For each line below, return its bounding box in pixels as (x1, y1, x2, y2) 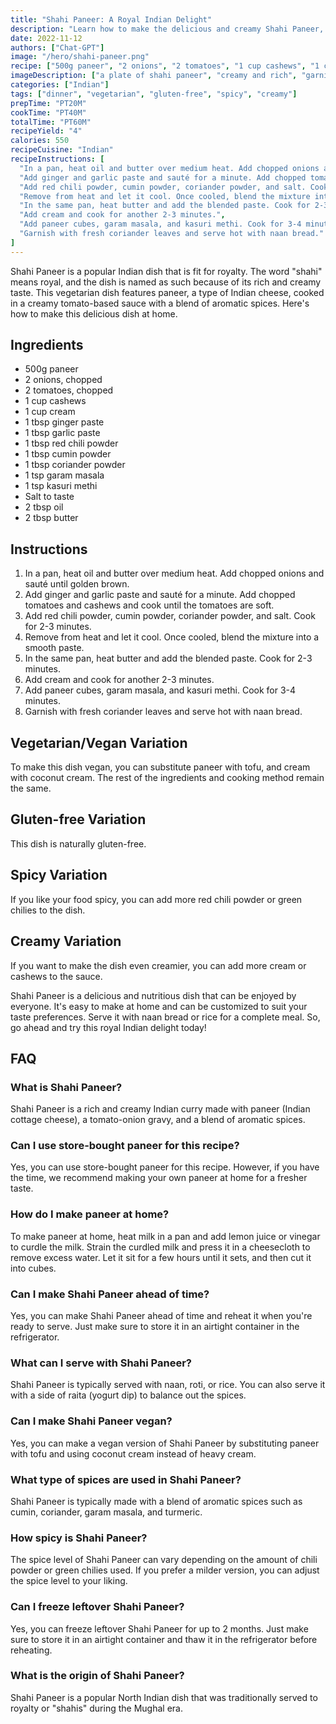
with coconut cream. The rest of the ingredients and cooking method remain (10, 772, 325, 784)
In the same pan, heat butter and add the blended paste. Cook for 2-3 (24, 652, 313, 665)
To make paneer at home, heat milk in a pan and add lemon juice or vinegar (10, 1230, 321, 1242)
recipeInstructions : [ (10, 154, 105, 164)
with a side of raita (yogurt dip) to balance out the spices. (10, 1389, 247, 1401)
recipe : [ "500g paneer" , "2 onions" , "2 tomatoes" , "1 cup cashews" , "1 (10, 61, 320, 71)
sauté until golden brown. (24, 578, 130, 590)
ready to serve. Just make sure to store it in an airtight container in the (10, 1321, 300, 1333)
